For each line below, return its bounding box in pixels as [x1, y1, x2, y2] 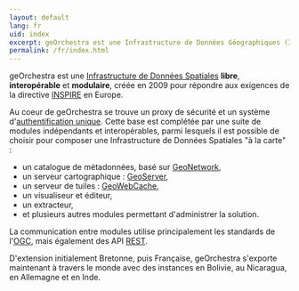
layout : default [9, 12, 69, 22]
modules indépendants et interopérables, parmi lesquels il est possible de [9, 125, 280, 136]
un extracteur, [21, 199, 74, 210]
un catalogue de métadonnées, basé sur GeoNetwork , [21, 162, 222, 173]
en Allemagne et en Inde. [9, 272, 101, 283]
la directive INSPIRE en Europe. [9, 90, 124, 101]
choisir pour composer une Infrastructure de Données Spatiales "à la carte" [9, 135, 287, 146]
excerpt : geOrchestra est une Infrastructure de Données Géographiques [9, 37, 280, 47]
